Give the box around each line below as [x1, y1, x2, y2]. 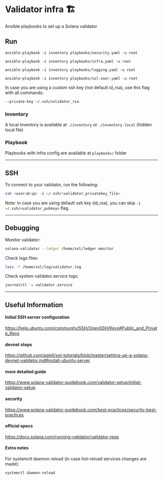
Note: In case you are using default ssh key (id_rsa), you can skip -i [5, 200, 141, 206]
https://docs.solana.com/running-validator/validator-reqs [5, 434, 119, 440]
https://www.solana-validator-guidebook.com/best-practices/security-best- [5, 406, 157, 412]
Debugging [5, 224, 40, 232]
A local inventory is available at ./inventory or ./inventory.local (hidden [5, 121, 152, 127]
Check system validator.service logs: [5, 273, 79, 279]
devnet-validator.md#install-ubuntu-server [5, 358, 91, 364]
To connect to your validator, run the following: [5, 182, 98, 188]
